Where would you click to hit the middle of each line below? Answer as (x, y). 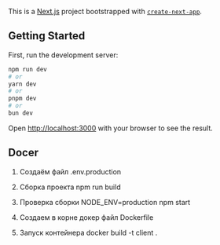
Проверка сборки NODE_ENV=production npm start (105, 202)
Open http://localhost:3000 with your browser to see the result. (111, 128)
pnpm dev (22, 99)
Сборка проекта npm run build (70, 187)
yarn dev (22, 84)
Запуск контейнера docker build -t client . (88, 232)
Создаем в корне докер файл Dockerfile (86, 217)
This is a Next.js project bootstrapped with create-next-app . (105, 11)
